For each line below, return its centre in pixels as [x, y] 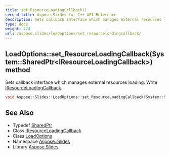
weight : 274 [18, 29]
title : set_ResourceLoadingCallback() [46, 10]
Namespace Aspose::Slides [41, 141]
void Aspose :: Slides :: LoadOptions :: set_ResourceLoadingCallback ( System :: [85, 97]
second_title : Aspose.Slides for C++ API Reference [61, 15]
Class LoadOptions [32, 136]
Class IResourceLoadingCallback [47, 131]
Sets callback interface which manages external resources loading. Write [81, 82]
